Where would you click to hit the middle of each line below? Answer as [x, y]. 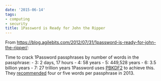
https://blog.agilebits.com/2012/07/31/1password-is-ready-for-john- [86, 42]
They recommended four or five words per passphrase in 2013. [70, 73]
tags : [11, 14]
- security [16, 24]
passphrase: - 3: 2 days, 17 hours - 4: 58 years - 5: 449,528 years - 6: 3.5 [81, 63]
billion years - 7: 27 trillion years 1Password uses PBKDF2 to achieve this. [80, 68]
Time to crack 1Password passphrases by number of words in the [72, 57]
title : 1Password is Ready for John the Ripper [55, 28]
